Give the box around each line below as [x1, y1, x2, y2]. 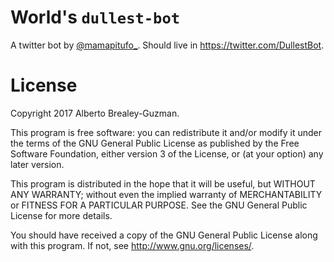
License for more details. [10, 209, 113, 221]
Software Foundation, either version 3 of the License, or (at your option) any [10, 147, 324, 160]
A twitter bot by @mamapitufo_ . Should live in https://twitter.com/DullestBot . [10, 39, 325, 51]
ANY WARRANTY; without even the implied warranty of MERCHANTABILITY [10, 188, 323, 200]
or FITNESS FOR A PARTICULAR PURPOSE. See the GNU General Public [10, 199, 308, 211]
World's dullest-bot [10, 6, 181, 29]
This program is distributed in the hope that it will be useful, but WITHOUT [10, 177, 316, 190]
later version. [10, 158, 65, 170]
